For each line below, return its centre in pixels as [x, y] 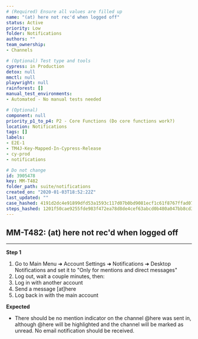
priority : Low [24, 28]
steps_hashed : [24, 209]
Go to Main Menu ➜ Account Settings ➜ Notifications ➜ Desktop [93, 264]
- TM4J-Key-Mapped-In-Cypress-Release [54, 148]
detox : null [21, 72]
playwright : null [27, 83]
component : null [26, 115]
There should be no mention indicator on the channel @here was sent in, [103, 318]
